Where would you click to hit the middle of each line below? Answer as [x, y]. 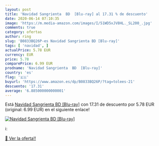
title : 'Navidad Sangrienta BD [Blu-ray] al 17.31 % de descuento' [77, 14]
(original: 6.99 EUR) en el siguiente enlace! [47, 110]
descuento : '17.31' [25, 86]
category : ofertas [23, 32]
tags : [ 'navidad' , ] [27, 46]
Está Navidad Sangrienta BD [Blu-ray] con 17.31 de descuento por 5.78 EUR [80, 104]
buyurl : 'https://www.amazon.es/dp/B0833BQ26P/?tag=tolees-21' [70, 81]
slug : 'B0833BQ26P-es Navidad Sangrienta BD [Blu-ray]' [62, 41]
